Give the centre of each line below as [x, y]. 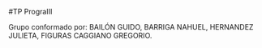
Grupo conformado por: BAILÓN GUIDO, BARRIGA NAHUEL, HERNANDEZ [131, 27]
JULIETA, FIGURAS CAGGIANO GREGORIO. [80, 36]
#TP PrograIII [30, 12]
